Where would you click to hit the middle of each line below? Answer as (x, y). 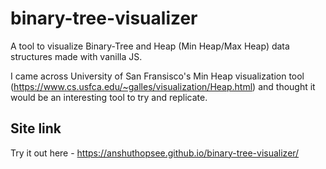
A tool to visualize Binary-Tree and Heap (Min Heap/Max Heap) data (150, 46)
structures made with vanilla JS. (76, 56)
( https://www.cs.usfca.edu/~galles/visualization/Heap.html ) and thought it (163, 86)
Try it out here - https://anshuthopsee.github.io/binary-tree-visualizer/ (155, 153)
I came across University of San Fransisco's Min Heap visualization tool (157, 76)
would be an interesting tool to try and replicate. (109, 97)
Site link (36, 128)
